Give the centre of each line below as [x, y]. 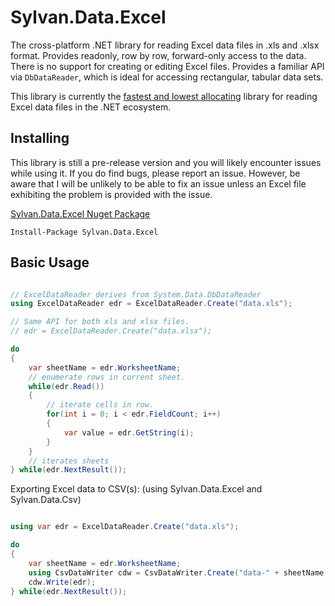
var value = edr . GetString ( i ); [129, 432]
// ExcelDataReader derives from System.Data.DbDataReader [136, 294]
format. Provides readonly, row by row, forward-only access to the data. [158, 55]
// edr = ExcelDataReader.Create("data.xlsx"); [111, 331]
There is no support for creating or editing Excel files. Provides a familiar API [167, 66]
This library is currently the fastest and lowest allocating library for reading [164, 96]
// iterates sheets [69, 461]
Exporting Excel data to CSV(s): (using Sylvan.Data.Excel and [136, 489]
